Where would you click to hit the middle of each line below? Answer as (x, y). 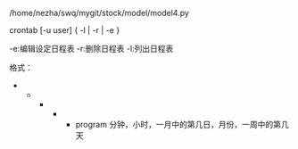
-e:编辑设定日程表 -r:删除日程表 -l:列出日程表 (91, 49)
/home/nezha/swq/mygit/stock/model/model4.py (99, 13)
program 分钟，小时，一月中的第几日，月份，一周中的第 (178, 124)
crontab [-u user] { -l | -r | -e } (65, 30)
